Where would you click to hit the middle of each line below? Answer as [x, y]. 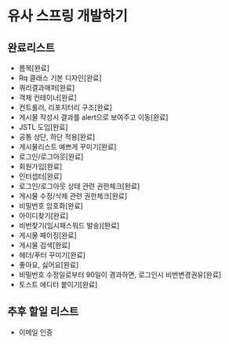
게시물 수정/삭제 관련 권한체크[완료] [73, 196]
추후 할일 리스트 [43, 312]
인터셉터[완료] [40, 176]
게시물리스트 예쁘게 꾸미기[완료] [67, 147]
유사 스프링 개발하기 [68, 16]
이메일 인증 [36, 332]
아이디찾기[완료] [44, 216]
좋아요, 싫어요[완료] [49, 265]
